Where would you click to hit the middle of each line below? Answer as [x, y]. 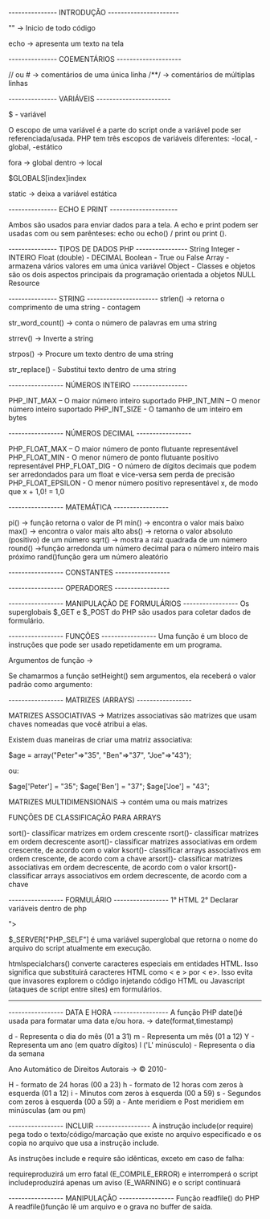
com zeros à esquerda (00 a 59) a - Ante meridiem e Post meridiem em [126, 1102]
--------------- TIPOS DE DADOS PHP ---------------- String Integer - [124, 249]
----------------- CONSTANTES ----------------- [89, 572]
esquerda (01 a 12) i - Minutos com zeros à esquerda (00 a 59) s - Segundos [135, 1093]
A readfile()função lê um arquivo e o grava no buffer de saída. [110, 1207]
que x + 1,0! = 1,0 [37, 491]
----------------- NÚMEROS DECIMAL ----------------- [100, 433]
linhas [18, 83]
